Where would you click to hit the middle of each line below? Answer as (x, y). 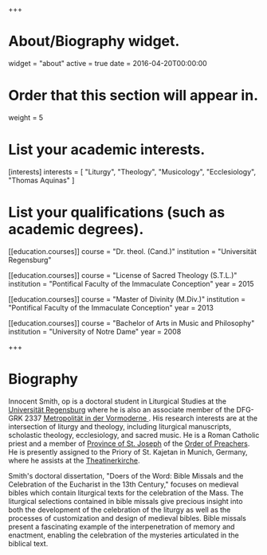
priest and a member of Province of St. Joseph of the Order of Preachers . (129, 444)
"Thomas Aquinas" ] (41, 180)
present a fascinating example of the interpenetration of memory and (122, 526)
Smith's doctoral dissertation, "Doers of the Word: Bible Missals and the (126, 475)
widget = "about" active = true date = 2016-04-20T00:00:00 (108, 63)
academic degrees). (76, 229)
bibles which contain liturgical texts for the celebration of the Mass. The (126, 492)
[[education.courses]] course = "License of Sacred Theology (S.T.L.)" (123, 275)
